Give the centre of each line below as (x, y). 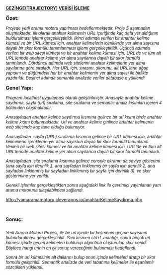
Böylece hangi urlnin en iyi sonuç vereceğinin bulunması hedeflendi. (71, 248)
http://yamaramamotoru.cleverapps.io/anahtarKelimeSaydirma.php (74, 200)
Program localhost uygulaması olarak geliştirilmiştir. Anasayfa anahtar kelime (80, 98)
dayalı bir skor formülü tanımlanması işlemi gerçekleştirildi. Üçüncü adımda (78, 48)
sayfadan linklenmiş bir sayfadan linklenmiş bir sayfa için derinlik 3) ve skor (78, 171)
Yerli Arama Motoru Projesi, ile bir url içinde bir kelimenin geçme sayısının (77, 233)
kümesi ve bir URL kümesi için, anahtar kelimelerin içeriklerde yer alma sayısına (83, 43)
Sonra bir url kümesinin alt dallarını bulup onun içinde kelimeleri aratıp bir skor (81, 257)
